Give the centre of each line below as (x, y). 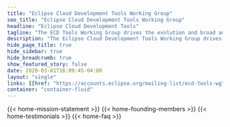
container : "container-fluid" (50, 89)
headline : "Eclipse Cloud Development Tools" (73, 26)
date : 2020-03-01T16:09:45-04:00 (55, 70)
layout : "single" (32, 77)
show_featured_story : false (47, 64)
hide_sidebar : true (35, 52)
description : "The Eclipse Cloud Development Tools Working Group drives (115, 39)
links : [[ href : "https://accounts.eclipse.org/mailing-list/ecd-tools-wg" (116, 83)
